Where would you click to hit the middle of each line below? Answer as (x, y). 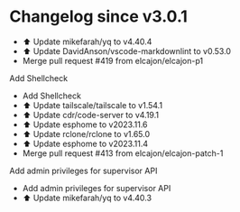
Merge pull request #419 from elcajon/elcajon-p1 (113, 60)
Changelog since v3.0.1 (98, 17)
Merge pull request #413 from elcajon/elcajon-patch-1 (123, 153)
